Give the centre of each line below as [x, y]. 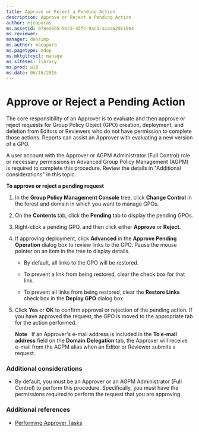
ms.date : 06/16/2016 [32, 73]
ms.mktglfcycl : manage [34, 56]
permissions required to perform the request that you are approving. [98, 394]
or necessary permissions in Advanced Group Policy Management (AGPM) [97, 162]
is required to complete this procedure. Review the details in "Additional [94, 168]
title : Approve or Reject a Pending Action [61, 12]
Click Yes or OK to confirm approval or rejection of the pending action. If [104, 310]
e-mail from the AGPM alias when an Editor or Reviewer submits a [95, 347]
